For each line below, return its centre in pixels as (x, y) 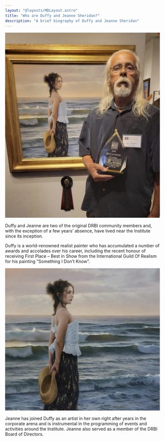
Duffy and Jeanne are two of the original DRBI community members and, (79, 226)
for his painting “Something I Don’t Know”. (48, 262)
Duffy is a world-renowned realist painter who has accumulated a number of (82, 246)
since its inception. (24, 236)
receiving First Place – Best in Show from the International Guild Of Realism (81, 256)
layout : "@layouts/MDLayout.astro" (41, 10)
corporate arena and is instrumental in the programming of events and (76, 424)
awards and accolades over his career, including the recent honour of (75, 251)
